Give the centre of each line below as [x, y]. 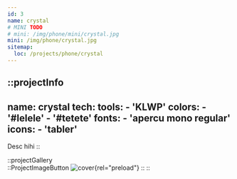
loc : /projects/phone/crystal [58, 54]
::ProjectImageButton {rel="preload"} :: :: [79, 168]
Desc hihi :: [24, 146]
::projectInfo [36, 83]
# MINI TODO [25, 27]
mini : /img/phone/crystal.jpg [52, 41]
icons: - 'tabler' [42, 129]
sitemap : [20, 47]
